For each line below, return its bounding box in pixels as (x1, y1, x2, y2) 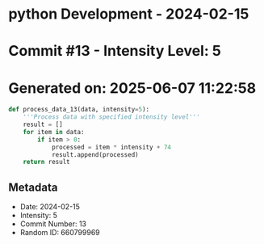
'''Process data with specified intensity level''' (23, 113, 200, 121)
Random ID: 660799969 (19, 228, 100, 238)
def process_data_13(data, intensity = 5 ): (8, 106, 150, 114)
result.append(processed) (51, 150, 139, 158)
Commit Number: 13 (19, 219, 87, 229)
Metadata (8, 180, 58, 194)
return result (23, 158, 70, 166)
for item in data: (23, 128, 85, 136)
